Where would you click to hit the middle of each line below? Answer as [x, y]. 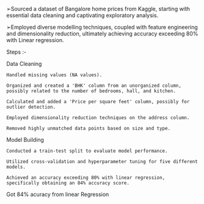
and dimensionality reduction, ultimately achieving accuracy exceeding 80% [102, 34]
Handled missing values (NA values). [54, 75]
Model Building [25, 140]
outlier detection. [31, 107]
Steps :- [16, 52]
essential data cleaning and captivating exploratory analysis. [82, 15]
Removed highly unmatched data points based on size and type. [89, 128]
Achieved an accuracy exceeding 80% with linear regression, [86, 178]
